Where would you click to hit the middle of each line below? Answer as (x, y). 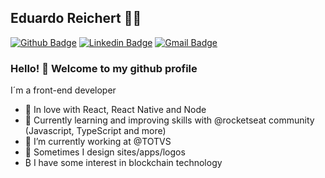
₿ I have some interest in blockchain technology (123, 163)
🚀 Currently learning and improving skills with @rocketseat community (169, 120)
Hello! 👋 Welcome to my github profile (104, 68)
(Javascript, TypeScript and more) (95, 131)
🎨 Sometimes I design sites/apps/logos (105, 152)
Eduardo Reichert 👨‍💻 (76, 18)
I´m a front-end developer (63, 90)
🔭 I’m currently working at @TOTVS (98, 142)
